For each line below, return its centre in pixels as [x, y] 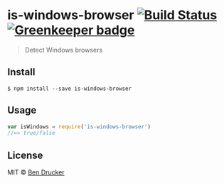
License [25, 155]
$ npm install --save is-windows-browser [70, 89]
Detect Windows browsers [64, 50]
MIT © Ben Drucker [36, 172]
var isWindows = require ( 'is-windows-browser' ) [79, 127]
